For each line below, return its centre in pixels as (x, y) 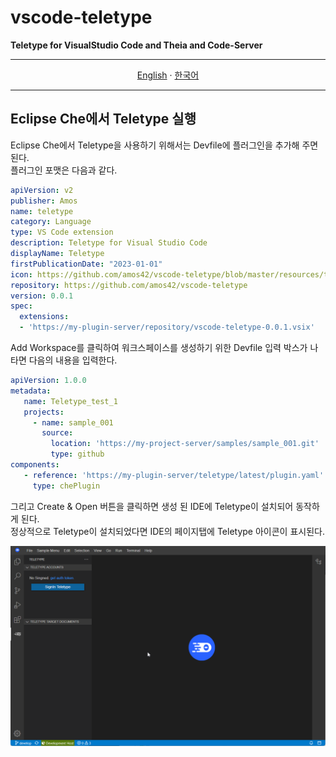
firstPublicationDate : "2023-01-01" (86, 264)
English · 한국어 (168, 75)
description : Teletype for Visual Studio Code (109, 243)
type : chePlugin (66, 486)
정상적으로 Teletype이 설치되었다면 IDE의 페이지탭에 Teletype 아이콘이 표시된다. (167, 531)
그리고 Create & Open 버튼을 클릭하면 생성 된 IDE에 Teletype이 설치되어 (152, 506)
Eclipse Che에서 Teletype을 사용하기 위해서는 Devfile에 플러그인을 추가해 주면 (164, 145)
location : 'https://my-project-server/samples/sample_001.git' (185, 444)
